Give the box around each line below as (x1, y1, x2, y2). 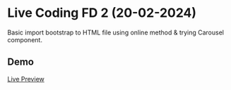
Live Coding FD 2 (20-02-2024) (7, 5, 196, 21)
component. (7, 35, 42, 44)
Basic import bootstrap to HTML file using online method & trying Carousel (7, 28, 225, 37)
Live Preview (7, 75, 45, 83)
